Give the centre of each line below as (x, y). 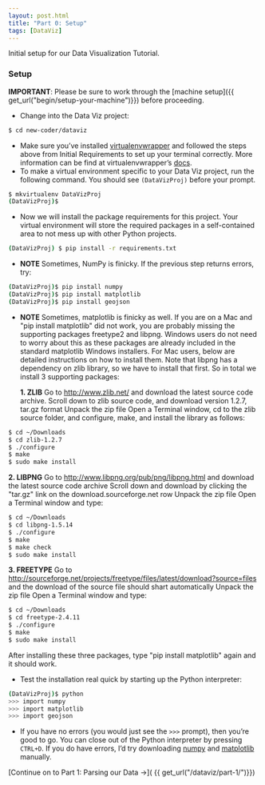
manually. (36, 757)
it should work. (33, 663)
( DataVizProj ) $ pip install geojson (69, 302)
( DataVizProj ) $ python (46, 694)
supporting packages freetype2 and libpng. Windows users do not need (138, 334)
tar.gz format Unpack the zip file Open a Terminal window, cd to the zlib (138, 409)
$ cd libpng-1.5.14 (41, 525)
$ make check (30, 547)
